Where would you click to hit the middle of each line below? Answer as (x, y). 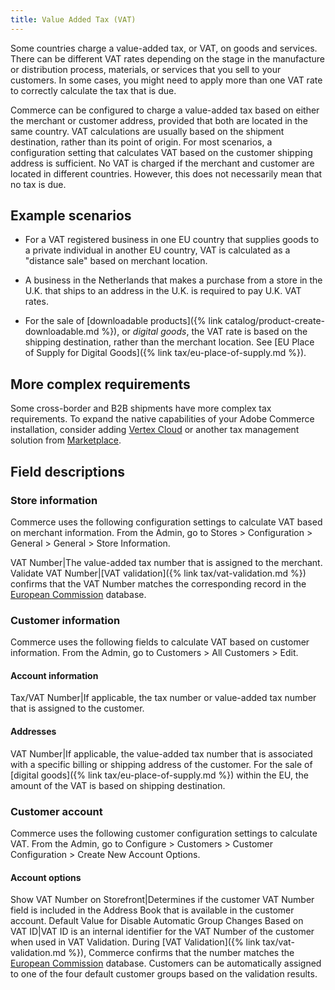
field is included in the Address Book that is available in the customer (152, 910)
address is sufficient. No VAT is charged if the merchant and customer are (162, 163)
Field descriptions (67, 471)
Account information (54, 675)
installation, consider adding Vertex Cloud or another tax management (155, 430)
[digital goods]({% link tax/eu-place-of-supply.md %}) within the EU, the (159, 775)
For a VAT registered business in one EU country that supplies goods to (172, 240)
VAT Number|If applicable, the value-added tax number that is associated (161, 753)
